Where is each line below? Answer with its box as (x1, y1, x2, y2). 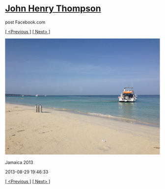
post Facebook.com (5, 19, 46, 25)
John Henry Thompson (5, 3, 102, 14)
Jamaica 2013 (5, 159, 33, 165)
